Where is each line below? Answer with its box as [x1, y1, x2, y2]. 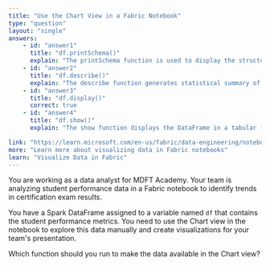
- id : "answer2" [22, 64, 78, 72]
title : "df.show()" [29, 117, 95, 125]
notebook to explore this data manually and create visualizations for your [8, 225, 250, 235]
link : [8, 138, 27, 146]
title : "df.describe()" [29, 72, 110, 80]
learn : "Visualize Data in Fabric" [8, 153, 128, 162]
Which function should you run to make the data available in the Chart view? [8, 249, 261, 259]
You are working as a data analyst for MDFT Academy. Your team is [8, 175, 232, 185]
